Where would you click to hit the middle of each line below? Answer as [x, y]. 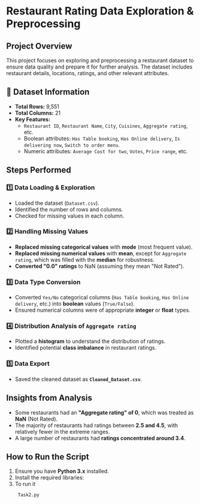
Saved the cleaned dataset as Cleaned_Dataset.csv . [78, 379]
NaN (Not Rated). [36, 419]
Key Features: [33, 119]
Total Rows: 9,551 [37, 106]
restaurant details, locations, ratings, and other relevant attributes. [88, 73]
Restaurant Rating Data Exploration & [100, 11]
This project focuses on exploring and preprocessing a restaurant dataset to [100, 60]
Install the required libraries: [49, 478]
